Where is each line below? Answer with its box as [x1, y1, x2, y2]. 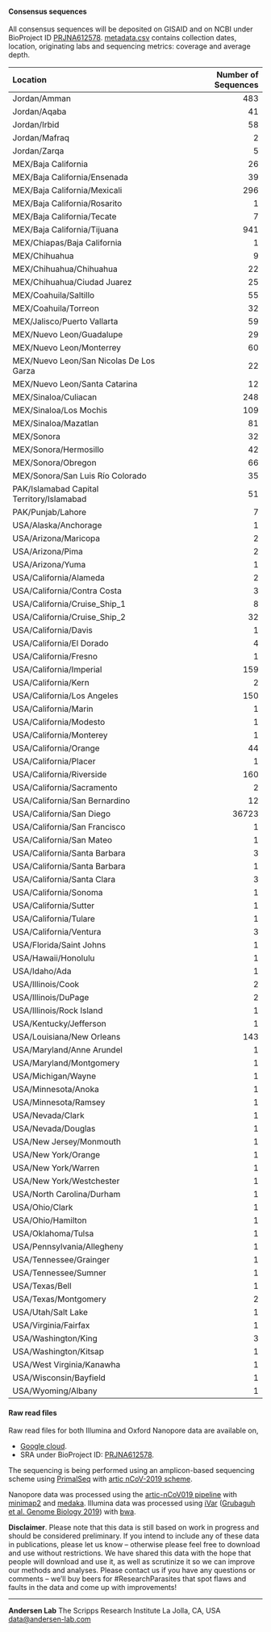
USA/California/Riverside [12, 769, 107, 780]
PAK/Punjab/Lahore [12, 507, 87, 518]
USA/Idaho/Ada [12, 965, 72, 977]
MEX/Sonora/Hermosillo [12, 444, 105, 455]
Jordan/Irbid [12, 119, 60, 131]
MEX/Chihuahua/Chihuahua [12, 263, 119, 274]
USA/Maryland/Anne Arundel [12, 1044, 123, 1056]
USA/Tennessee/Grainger [12, 1254, 110, 1266]
